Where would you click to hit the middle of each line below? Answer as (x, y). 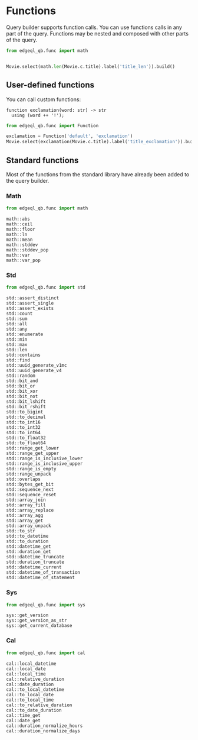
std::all (17, 324)
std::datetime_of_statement (41, 578)
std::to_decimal (26, 417)
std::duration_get (29, 552)
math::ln (17, 235)
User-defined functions (50, 85)
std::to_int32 (24, 428)
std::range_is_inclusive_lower (44, 459)
